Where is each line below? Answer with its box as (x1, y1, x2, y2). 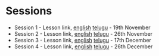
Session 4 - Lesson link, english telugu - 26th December (14, 43, 153, 50)
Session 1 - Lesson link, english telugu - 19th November (14, 24, 151, 31)
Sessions (5, 4, 52, 18)
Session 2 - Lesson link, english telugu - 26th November (14, 30, 153, 37)
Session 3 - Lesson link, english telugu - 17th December (14, 36, 151, 43)
